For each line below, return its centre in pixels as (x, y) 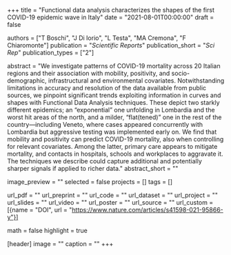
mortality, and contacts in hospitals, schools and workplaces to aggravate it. (115, 154)
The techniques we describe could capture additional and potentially (104, 161)
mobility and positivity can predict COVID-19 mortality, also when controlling (115, 139)
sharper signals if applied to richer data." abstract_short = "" (93, 169)
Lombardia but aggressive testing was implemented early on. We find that (112, 132)
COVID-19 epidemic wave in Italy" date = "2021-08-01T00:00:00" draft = (111, 17)
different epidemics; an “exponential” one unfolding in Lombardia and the (111, 110)
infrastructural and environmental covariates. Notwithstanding (136, 81)
